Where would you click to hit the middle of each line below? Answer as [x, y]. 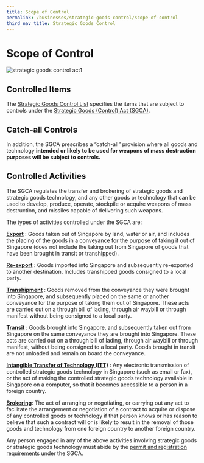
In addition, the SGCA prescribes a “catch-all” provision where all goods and [102, 144]
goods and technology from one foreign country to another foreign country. [101, 428]
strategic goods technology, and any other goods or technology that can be [101, 197]
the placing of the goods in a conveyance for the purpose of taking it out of [100, 240]
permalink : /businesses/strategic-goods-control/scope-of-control [92, 18]
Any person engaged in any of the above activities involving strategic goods [102, 440]
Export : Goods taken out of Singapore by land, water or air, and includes [98, 234]
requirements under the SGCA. [45, 453]
